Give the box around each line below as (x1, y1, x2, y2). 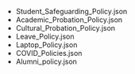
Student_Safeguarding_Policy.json (15, 7, 128, 16)
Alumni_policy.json (15, 57, 78, 66)
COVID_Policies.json (15, 49, 83, 57)
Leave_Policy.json (15, 31, 75, 41)
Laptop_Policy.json (15, 40, 78, 50)
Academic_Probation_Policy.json (15, 15, 123, 24)
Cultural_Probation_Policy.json (15, 24, 116, 32)
